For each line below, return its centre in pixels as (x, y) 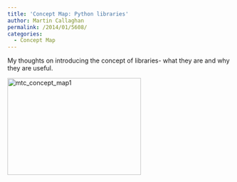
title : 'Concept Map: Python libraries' (68, 14)
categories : (25, 34)
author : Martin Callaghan (46, 21)
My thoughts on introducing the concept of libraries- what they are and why (118, 60)
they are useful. (30, 68)
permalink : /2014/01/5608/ (47, 27)
